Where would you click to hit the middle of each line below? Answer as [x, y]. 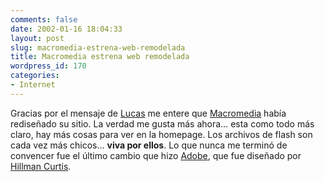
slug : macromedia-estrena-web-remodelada [98, 47]
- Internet [33, 85]
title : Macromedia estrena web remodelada [100, 57]
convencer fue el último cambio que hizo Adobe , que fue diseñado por [156, 155]
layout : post [37, 38]
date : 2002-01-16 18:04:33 [66, 29]
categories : [35, 76]
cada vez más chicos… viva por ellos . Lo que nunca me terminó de [149, 145]
